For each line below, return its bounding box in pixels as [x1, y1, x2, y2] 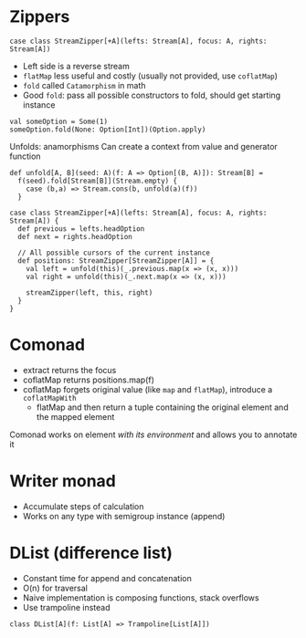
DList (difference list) [9, 543, 174, 563]
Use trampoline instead [22, 601, 111, 612]
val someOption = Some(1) [9, 117, 108, 126]
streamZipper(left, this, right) [26, 288, 153, 298]
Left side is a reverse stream [22, 60, 130, 71]
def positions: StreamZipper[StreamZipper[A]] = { [17, 256, 215, 266]
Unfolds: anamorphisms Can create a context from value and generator [9, 141, 279, 152]
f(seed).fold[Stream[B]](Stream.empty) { [17, 176, 178, 185]
